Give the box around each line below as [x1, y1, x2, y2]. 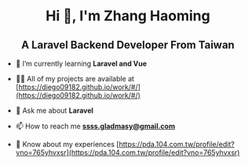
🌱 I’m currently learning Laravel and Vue [15, 59, 148, 68]
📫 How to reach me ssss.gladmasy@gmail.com [15, 121, 175, 131]
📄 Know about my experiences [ [15, 140, 119, 149]
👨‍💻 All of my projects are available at [15, 74, 135, 83]
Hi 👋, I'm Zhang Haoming [46, 7, 210, 25]
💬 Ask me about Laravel [15, 106, 94, 115]
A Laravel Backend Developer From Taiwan [20, 38, 235, 52]
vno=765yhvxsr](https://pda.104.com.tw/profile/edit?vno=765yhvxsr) [15, 148, 240, 157]
